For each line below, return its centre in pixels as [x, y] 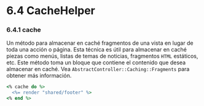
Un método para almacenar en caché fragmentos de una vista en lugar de [100, 43]
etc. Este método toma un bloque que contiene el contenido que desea [96, 62]
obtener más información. [39, 76]
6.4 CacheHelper [51, 11]
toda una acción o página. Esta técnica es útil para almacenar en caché [97, 50]
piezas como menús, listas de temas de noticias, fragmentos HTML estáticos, [102, 56]
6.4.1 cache [24, 30]
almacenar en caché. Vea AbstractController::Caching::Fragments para [98, 69]
